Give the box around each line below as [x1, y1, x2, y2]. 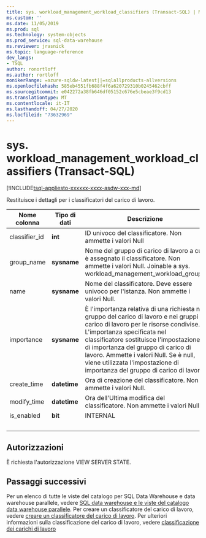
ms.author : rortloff [6, 72, 59, 78]
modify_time [9, 398, 45, 406]
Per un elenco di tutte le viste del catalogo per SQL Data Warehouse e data [6, 492, 196, 500]
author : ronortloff [6, 66, 56, 72]
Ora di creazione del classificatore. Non [85, 376, 199, 385]
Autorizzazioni [6, 442, 64, 453]
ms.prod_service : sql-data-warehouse [6, 37, 103, 44]
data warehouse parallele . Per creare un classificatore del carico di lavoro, [6, 505, 194, 513]
